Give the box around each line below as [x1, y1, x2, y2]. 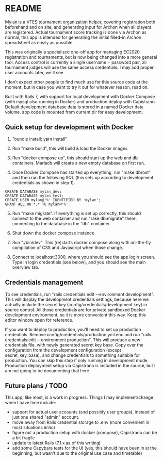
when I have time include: [5, 400, 56, 406]
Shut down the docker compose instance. [12, 230, 96, 236]
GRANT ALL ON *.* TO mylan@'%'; [5, 202, 70, 207]
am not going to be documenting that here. [5, 367, 91, 374]
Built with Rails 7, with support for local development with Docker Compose [5, 93, 155, 99]
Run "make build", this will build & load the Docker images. [12, 145, 129, 151]
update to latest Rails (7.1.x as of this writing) [12, 440, 101, 446]
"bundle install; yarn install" [12, 136, 67, 142]
